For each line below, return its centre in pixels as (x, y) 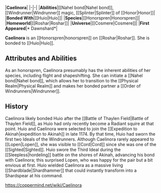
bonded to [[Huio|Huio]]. (30, 43)
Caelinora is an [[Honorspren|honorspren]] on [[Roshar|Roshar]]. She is (77, 38)
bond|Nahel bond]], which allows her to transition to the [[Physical (72, 80)
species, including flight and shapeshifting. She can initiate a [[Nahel (74, 75)
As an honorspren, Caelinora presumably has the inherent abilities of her (78, 70)
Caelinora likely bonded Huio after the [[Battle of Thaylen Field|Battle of (77, 118)
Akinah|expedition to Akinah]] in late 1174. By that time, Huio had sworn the (80, 134)
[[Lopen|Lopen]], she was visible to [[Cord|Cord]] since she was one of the (81, 144)
